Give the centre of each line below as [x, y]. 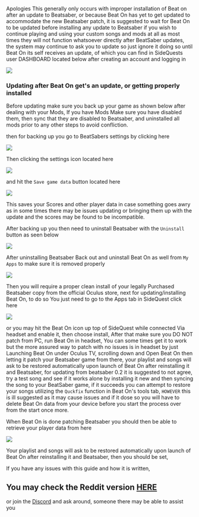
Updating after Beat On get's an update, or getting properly [93, 86]
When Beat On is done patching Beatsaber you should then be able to [91, 422]
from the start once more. [38, 410]
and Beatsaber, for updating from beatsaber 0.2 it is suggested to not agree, [99, 372]
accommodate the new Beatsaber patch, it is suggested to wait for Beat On [98, 21]
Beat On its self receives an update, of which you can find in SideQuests [94, 53]
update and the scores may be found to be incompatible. [75, 217]
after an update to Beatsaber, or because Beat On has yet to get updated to [98, 15]
